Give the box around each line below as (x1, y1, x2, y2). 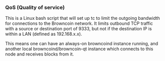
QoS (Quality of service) (5, 4, 65, 11)
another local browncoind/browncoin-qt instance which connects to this (5, 46, 154, 52)
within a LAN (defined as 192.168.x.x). (5, 31, 82, 37)
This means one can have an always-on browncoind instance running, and (5, 41, 159, 47)
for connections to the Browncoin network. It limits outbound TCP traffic (5, 20, 153, 26)
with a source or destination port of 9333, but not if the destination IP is (5, 26, 152, 32)
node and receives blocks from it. (5, 51, 74, 57)
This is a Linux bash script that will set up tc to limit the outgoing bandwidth (5, 15, 161, 21)
